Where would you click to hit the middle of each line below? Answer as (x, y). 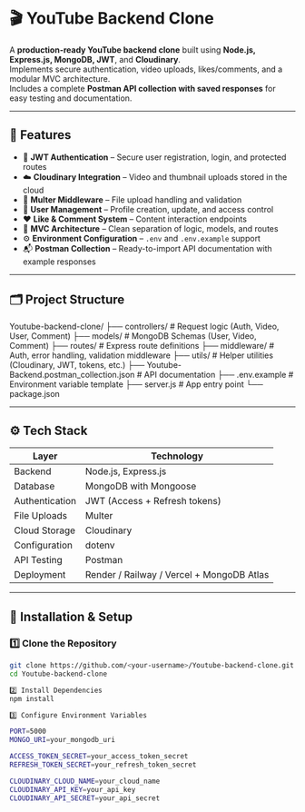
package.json (35, 393)
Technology (177, 456)
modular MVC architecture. (60, 78)
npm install (32, 698)
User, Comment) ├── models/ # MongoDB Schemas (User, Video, (133, 336)
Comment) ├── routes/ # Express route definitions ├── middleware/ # (142, 345)
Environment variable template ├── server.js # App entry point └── (136, 384)
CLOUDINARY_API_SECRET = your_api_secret (85, 798)
